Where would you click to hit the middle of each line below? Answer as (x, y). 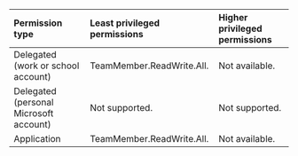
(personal (34, 102)
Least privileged (125, 23)
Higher (233, 17)
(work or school (47, 66)
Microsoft (34, 113)
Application (37, 139)
